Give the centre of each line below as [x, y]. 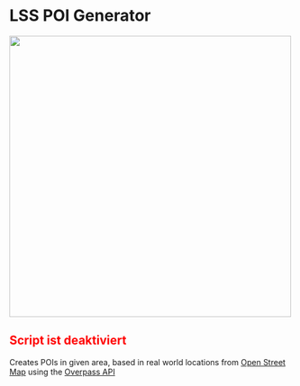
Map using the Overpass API [62, 372]
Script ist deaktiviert [68, 341]
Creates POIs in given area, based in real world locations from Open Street [148, 362]
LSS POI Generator [80, 16]
